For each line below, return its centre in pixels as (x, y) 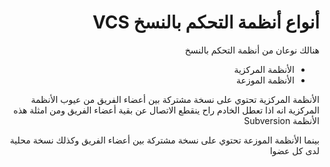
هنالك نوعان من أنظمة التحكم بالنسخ (252, 50)
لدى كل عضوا (294, 150)
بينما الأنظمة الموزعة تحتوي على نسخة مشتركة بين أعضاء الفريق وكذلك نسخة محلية (164, 140)
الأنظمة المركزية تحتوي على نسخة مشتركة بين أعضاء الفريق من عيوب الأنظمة (175, 99)
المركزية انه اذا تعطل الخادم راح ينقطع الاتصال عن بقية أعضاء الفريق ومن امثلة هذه (166, 110)
